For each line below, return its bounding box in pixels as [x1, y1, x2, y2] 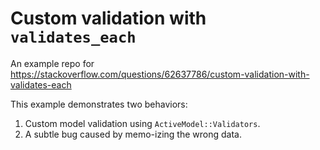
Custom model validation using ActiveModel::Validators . [24, 117, 261, 129]
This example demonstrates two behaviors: [10, 98, 188, 110]
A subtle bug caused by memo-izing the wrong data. [24, 128, 242, 140]
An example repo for [10, 57, 95, 69]
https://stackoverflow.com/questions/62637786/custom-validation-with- [10, 68, 310, 80]
